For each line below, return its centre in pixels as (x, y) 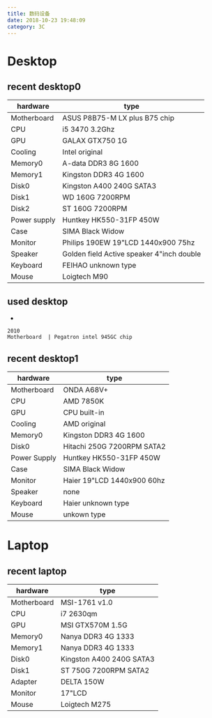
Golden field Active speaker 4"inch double (131, 254)
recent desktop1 (43, 359)
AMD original (84, 424)
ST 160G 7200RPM (95, 208)
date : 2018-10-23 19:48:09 (46, 20)
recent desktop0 (44, 87)
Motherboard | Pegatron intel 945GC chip (70, 337)
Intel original (83, 152)
